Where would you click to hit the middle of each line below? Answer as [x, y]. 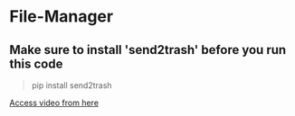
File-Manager [62, 17]
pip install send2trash [71, 85]
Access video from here [54, 103]
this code [36, 63]
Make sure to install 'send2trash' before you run [148, 50]
